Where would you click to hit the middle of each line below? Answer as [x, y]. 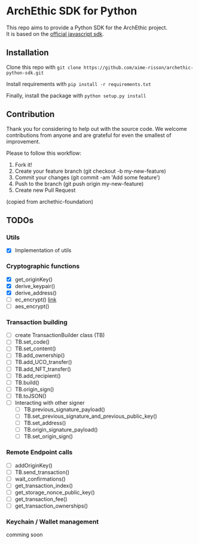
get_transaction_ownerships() [51, 506]
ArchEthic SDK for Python [72, 11]
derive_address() [36, 293]
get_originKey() [33, 279]
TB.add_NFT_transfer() [43, 369]
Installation [27, 53]
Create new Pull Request [45, 190]
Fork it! [24, 164]
